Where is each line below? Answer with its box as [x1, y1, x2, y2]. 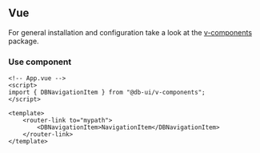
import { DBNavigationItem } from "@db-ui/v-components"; [8, 88, 206, 97]
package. [8, 36, 39, 46]
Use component [8, 56, 72, 67]
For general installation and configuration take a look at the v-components [8, 27, 253, 37]
